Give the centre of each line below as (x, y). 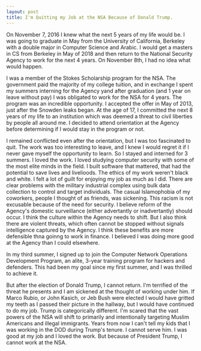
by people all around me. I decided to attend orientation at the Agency (93, 122)
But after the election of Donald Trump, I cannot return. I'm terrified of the (97, 285)
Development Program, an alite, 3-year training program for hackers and (95, 260)
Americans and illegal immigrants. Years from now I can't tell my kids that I (98, 323)
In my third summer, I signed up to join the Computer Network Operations (97, 254)
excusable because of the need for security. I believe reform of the (89, 204)
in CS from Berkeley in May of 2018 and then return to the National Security (100, 53)
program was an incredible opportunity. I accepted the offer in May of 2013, (100, 103)
